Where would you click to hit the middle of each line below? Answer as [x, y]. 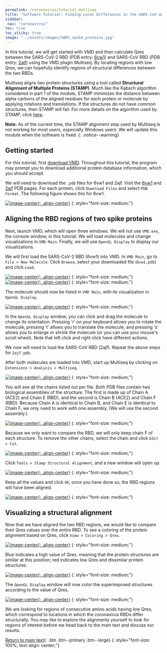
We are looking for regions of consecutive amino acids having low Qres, [79, 609]
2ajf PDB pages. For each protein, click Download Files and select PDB [76, 188]
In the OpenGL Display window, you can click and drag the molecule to [77, 316]
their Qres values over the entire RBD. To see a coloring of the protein [76, 530]
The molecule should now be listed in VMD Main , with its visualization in [77, 292]
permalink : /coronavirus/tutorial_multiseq [51, 10]
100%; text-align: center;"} [32, 646]
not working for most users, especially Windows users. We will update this [81, 129]
